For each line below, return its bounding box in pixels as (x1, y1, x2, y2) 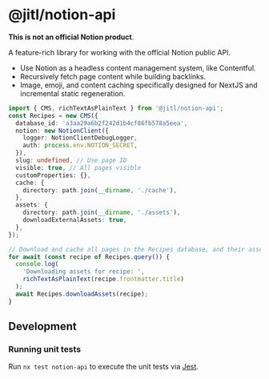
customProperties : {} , (15, 171, 91, 179)
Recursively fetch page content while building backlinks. (19, 71, 207, 81)
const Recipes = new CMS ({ (8, 111, 98, 119)
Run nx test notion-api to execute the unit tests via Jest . (8, 362, 199, 372)
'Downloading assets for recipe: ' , (22, 268, 146, 276)
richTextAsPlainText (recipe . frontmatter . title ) (22, 275, 184, 284)
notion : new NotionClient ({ (15, 127, 110, 135)
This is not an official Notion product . (8, 32, 134, 42)
